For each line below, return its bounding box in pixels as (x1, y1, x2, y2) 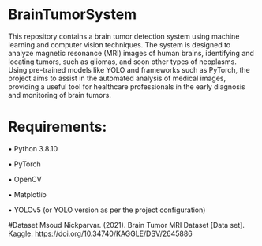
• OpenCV (8, 174, 42, 184)
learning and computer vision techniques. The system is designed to (8, 39, 231, 49)
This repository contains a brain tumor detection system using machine (8, 32, 240, 41)
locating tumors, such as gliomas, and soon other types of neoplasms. (8, 57, 237, 66)
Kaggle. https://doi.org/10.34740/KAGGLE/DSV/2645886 (8, 229, 193, 238)
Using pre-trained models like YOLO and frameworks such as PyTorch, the (8, 65, 250, 74)
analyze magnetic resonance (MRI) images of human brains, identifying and (8, 48, 255, 58)
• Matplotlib (8, 189, 47, 199)
